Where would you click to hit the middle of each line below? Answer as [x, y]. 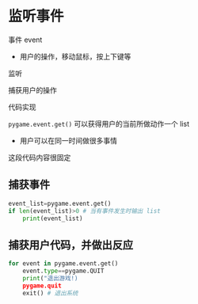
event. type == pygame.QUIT [63, 271]
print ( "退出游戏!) [50, 278]
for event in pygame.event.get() [63, 264]
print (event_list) [53, 218]
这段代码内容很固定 [40, 157]
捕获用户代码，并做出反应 [70, 245]
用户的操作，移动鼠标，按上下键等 [75, 56]
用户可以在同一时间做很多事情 [68, 140]
